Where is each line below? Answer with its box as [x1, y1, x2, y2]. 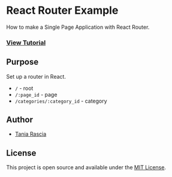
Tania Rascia [14, 130, 47, 138]
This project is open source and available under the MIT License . [6, 164, 167, 171]
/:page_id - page [14, 91, 58, 98]
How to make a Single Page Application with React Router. [6, 23, 150, 31]
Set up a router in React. [6, 73, 66, 80]
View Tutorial [6, 38, 46, 47]
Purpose [6, 57, 39, 67]
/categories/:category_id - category [14, 97, 107, 104]
